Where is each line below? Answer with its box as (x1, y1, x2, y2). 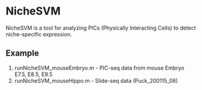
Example (5, 48, 39, 59)
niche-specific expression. (5, 30, 72, 37)
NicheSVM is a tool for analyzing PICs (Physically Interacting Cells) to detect (5, 24, 196, 31)
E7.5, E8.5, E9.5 (14, 71, 53, 78)
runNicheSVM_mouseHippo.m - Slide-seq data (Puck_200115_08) (14, 77, 178, 84)
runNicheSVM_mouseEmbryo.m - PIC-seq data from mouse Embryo (14, 64, 185, 71)
